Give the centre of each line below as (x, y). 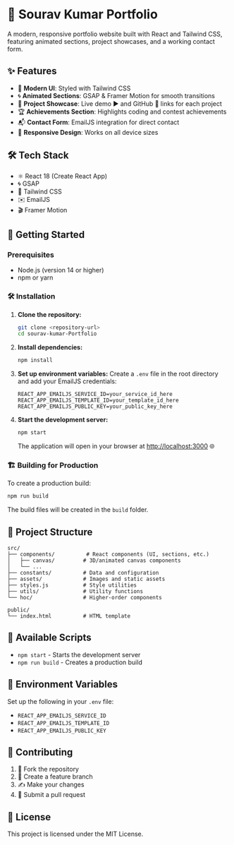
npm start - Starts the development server (79, 654)
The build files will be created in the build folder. (78, 510)
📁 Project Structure (50, 532)
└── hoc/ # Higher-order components (85, 598)
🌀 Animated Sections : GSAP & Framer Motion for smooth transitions (116, 95)
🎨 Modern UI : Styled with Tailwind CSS (74, 88)
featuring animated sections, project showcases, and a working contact (111, 41)
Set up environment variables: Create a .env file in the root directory (118, 374)
